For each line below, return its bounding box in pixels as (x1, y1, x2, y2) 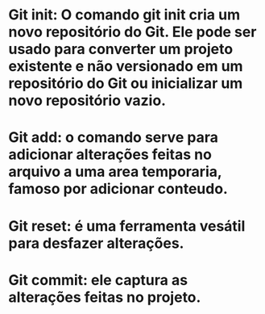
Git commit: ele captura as (8, 270, 188, 289)
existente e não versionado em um (8, 57, 243, 76)
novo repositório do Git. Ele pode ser (8, 23, 257, 41)
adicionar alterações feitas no (8, 145, 212, 164)
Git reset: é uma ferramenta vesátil (8, 216, 246, 235)
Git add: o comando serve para (8, 128, 219, 147)
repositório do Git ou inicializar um (8, 74, 243, 93)
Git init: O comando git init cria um (8, 6, 240, 24)
